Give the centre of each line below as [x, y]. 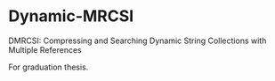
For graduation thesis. [49, 67]
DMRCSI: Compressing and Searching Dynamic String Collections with [137, 40]
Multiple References [45, 49]
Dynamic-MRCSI [71, 16]
